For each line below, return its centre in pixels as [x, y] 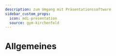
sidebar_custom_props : [28, 14]
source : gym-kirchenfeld [34, 23]
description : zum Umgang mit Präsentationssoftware [58, 9]
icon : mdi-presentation [33, 18]
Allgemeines [31, 46]
